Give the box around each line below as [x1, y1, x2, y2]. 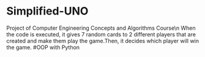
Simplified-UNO [6, 4, 89, 18]
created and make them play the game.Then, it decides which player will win [6, 37, 199, 44]
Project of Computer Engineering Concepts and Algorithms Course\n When [6, 24, 196, 32]
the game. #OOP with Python [6, 44, 80, 51]
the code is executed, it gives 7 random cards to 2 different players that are [6, 30, 196, 38]
